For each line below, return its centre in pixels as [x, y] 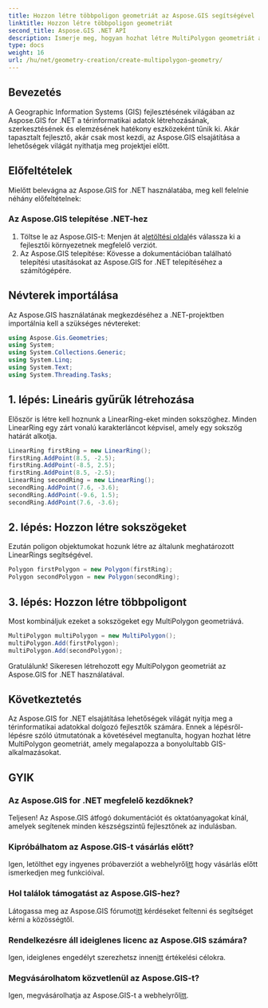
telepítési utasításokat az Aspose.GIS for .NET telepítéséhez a [121, 262]
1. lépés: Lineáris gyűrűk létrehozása [101, 400]
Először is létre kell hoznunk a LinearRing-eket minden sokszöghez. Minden [133, 419]
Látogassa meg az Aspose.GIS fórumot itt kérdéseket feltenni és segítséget [131, 911]
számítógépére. [45, 270]
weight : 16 [26, 53]
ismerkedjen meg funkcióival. [57, 873]
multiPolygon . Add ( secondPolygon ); [66, 650]
